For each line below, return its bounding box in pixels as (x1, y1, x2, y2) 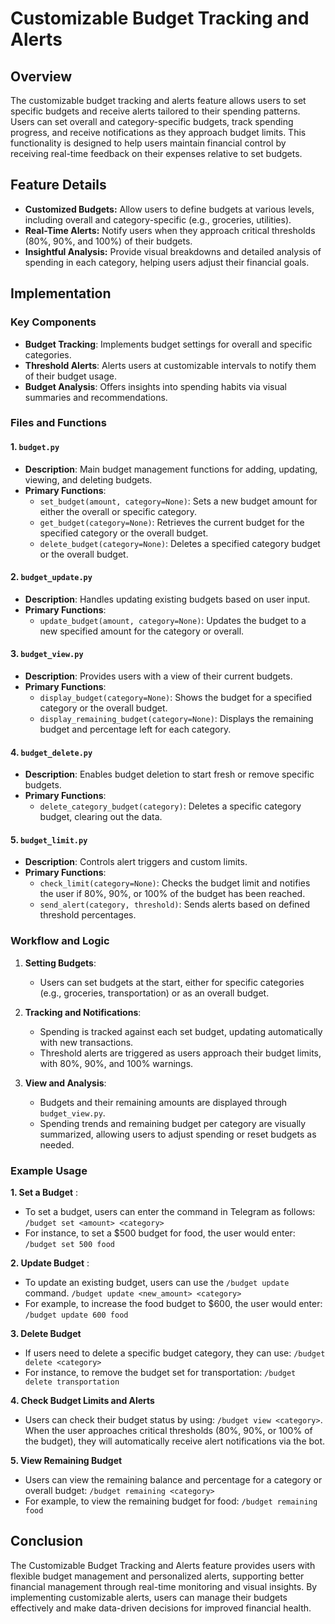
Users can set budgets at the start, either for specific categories (39, 976, 305, 988)
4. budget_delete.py (10, 746, 93, 758)
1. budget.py (10, 441, 60, 453)
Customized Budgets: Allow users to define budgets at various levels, (24, 203, 315, 215)
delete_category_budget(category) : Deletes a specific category (39, 800, 302, 812)
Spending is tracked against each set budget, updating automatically (39, 1025, 323, 1037)
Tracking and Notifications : (24, 1006, 142, 1018)
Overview (10, 68, 73, 85)
